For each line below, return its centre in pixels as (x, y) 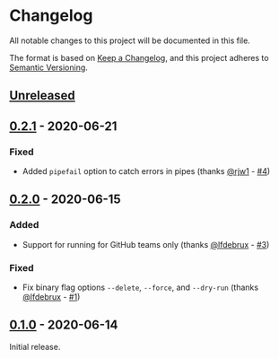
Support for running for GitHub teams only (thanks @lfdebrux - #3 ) (146, 244)
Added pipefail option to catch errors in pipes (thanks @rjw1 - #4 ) (146, 171)
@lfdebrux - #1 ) (51, 297)
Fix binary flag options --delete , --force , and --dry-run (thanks (140, 287)
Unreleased (43, 96)
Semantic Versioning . (48, 67)
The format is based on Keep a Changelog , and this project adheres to (139, 57)
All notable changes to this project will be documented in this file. (130, 40)
